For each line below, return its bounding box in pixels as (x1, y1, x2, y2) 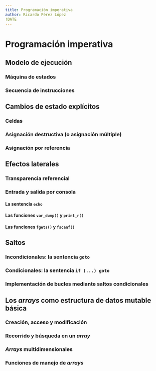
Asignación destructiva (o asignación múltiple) (5, 131, 122, 138)
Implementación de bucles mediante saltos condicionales (5, 281, 149, 288)
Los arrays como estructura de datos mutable (5, 296, 151, 305)
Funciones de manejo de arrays (5, 359, 84, 366)
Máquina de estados (5, 73, 56, 80)
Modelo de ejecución (5, 58, 72, 67)
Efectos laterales (5, 160, 59, 168)
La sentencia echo (5, 201, 43, 207)
